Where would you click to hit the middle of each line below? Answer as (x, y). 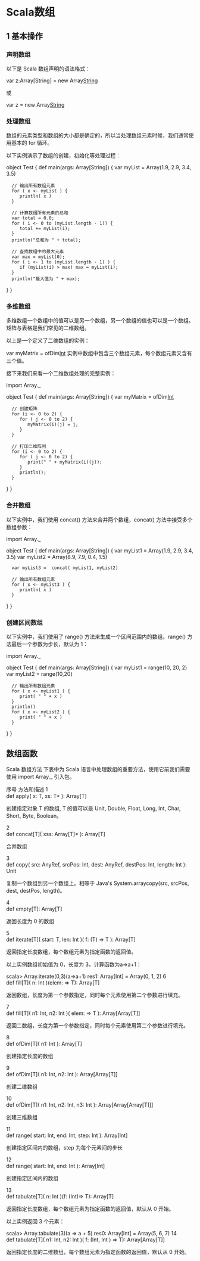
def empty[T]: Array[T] (34, 909)
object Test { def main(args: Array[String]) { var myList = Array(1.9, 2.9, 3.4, (99, 167)
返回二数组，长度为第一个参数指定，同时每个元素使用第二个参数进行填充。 (97, 1025)
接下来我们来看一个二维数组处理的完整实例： (61, 374)
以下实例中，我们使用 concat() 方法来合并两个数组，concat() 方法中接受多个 (99, 520)
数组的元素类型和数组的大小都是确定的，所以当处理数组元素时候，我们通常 (97, 135)
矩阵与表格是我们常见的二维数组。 (48, 328)
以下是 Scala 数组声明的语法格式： (49, 69)
